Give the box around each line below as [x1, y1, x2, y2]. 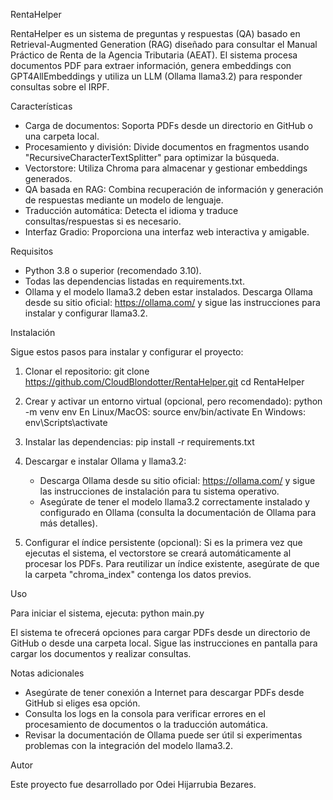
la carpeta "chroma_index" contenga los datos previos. [24, 569, 252, 580]
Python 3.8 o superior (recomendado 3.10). [24, 265, 202, 276]
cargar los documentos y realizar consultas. [10, 648, 192, 659]
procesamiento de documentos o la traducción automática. [24, 719, 269, 730]
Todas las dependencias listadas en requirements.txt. [24, 275, 245, 287]
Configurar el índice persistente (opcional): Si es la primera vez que [24, 537, 303, 548]
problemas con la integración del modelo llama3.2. [24, 740, 234, 751]
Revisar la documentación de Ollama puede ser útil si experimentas [24, 729, 303, 741]
